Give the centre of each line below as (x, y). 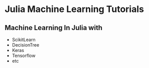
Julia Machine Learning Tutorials (74, 9)
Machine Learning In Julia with (54, 28)
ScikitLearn (24, 39)
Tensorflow (24, 55)
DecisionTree (26, 45)
